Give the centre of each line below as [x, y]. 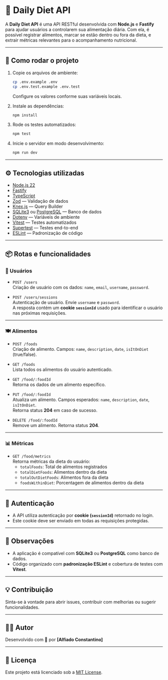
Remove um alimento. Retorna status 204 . [56, 425]
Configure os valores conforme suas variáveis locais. [67, 96]
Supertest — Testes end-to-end [45, 227]
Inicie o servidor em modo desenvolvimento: [58, 144]
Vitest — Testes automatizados [44, 222]
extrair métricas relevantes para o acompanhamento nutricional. [71, 40]
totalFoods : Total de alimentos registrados [63, 467]
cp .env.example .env [35, 82]
